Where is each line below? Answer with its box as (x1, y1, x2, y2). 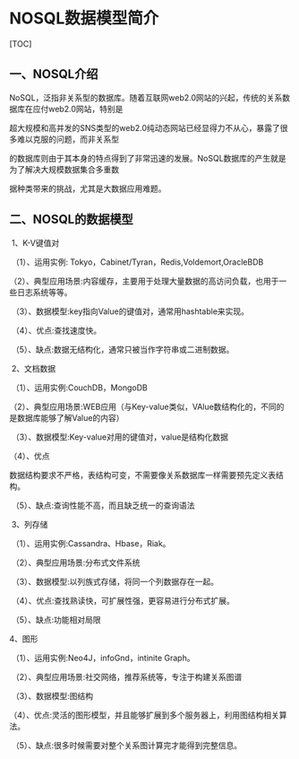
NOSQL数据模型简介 (9, 8, 159, 29)
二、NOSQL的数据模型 (9, 212, 134, 227)
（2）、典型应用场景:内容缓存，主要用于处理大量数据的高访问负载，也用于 (9, 275, 279, 286)
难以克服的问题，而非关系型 (16, 134, 119, 144)
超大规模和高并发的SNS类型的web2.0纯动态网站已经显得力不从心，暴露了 (9, 122, 280, 133)
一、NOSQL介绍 (9, 66, 98, 82)
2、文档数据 (11, 362, 56, 373)
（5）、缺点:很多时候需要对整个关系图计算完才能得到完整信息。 (11, 739, 243, 750)
